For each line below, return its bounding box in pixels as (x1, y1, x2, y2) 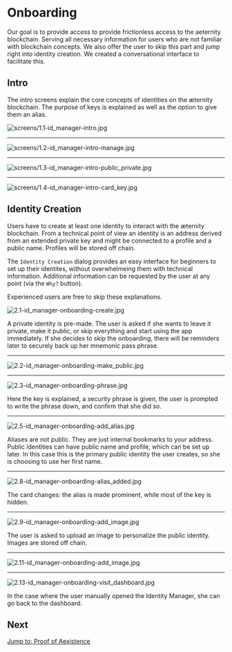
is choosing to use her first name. (7, 457, 102, 465)
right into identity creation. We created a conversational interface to (7, 50, 200, 58)
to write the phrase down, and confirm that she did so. (7, 402, 162, 410)
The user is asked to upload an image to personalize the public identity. (7, 531, 211, 539)
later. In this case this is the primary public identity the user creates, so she (7, 449, 221, 458)
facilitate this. (7, 57, 46, 65)
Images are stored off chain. (7, 538, 88, 547)
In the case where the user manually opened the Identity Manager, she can (7, 591, 220, 599)
